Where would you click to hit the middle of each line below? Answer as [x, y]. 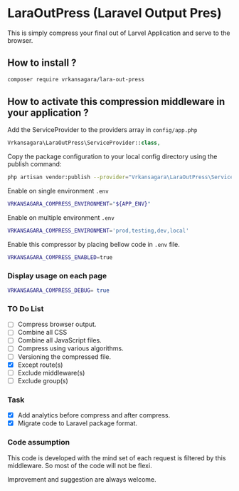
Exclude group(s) [43, 380]
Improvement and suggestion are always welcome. [82, 479]
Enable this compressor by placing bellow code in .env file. [94, 244]
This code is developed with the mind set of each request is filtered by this [117, 457]
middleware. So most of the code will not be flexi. [80, 465]
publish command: [34, 164]
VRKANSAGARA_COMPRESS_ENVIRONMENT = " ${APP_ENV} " [79, 204]
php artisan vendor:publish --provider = [68, 177]
